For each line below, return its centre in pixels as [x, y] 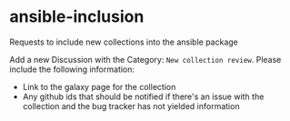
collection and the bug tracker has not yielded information [131, 106]
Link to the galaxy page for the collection [99, 86]
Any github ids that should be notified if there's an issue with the [143, 96]
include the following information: [72, 69]
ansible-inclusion [77, 17]
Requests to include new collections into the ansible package [124, 42]
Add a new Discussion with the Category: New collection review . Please [145, 59]
